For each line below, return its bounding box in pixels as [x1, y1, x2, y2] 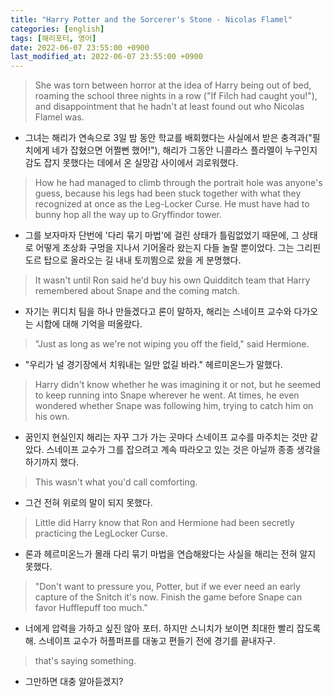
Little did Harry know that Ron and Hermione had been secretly [34, 517, 295, 529]
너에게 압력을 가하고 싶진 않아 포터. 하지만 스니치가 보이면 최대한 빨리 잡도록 [24, 622, 322, 635]
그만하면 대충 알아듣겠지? [24, 676, 124, 688]
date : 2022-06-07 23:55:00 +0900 [10, 42, 150, 53]
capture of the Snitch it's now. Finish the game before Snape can [34, 591, 303, 603]
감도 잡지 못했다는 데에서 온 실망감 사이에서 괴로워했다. [24, 157, 239, 169]
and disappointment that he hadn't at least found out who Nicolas [34, 101, 305, 113]
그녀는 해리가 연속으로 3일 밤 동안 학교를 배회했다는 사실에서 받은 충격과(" [24, 132, 313, 144]
